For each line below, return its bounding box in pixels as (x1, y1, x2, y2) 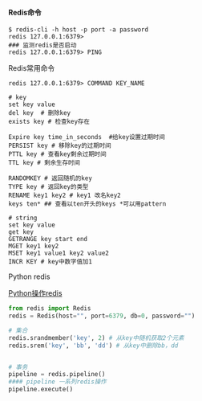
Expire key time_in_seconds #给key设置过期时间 (8, 133, 166, 141)
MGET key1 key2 (8, 242, 59, 251)
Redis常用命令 (8, 63, 55, 73)
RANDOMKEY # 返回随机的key (8, 174, 92, 182)
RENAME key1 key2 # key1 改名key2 (8, 191, 122, 200)
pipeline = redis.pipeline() (8, 370, 106, 378)
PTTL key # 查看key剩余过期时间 (8, 150, 107, 158)
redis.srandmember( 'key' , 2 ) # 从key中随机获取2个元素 (8, 333, 184, 342)
